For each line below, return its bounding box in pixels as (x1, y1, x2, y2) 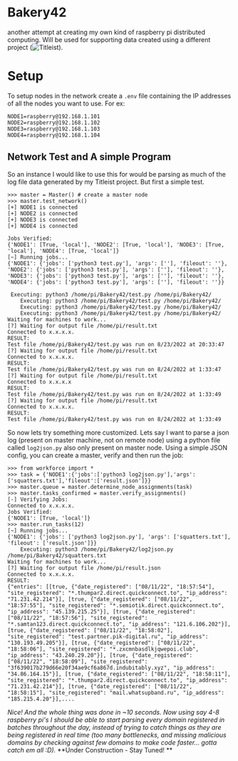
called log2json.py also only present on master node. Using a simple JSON (7, 443, 228, 452)
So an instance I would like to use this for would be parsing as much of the (7, 170, 226, 178)
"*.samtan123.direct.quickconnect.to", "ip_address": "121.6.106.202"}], (7, 621, 232, 628)
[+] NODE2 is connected (7, 209, 78, 217)
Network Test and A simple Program (7, 151, 171, 163)
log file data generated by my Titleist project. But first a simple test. (7, 177, 205, 186)
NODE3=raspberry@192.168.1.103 (7, 125, 100, 133)
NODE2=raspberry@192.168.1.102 (7, 119, 100, 126)
